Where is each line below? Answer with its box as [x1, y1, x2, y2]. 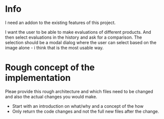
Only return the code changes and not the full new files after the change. [12, 108, 159, 114]
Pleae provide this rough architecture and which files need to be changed [5, 88, 153, 94]
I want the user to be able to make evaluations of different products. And [5, 29, 151, 35]
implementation [5, 72, 71, 84]
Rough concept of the [5, 62, 95, 73]
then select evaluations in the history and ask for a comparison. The [5, 34, 142, 40]
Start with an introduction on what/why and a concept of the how [12, 103, 143, 109]
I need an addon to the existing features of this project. [5, 20, 116, 25]
